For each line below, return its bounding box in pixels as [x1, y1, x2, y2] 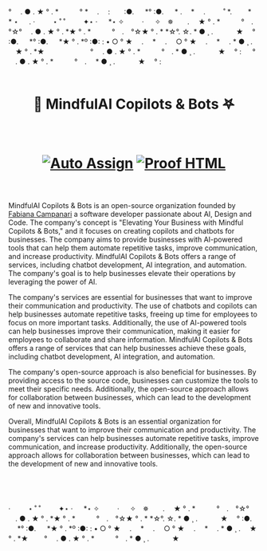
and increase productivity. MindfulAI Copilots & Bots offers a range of [8, 252, 237, 262]
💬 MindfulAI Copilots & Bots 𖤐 [33, 95, 235, 113]
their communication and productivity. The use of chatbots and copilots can [8, 301, 257, 311]
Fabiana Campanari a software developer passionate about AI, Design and [8, 210, 253, 219]
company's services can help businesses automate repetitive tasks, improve [8, 434, 259, 443]
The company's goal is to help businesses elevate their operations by [8, 269, 237, 278]
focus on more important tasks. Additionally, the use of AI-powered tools [8, 318, 247, 328]
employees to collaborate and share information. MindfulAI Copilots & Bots [8, 335, 253, 344]
